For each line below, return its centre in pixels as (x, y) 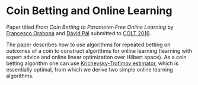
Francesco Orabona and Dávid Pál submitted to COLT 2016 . (79, 33)
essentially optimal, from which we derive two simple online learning (90, 69)
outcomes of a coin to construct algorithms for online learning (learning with (99, 50)
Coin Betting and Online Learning (89, 11)
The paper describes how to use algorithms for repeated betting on (88, 45)
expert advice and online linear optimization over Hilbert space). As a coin (96, 57)
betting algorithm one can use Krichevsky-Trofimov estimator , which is (92, 63)
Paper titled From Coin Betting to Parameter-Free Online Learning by (90, 27)
